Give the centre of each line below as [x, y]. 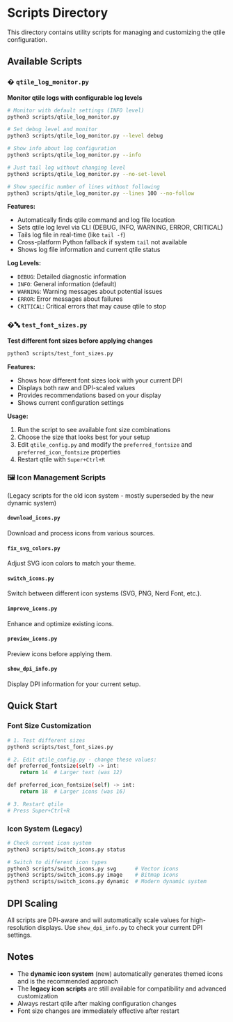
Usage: [18, 416]
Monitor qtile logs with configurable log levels [75, 97]
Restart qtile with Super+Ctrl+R [61, 459]
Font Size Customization [49, 726]
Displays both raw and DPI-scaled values [76, 387]
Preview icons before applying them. [60, 653]
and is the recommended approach [67, 981]
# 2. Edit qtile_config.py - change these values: [82, 760]
